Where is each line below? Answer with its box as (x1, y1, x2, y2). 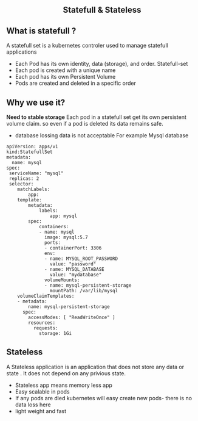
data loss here (15, 401, 51, 408)
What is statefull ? (6, 26, 77, 36)
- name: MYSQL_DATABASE (44, 267, 104, 273)
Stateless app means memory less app (15, 381, 112, 389)
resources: (28, 320, 56, 326)
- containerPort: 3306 (44, 245, 102, 251)
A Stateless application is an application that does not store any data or (6, 363, 184, 370)
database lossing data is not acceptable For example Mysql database (15, 132, 189, 139)
